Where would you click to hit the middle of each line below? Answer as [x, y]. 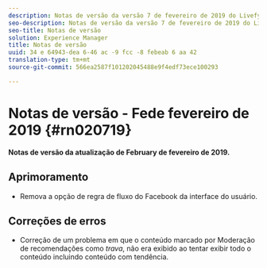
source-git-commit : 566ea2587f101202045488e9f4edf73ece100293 [113, 67]
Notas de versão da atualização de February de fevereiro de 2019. [119, 152]
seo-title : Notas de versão [55, 30]
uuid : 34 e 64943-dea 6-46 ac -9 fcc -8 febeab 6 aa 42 [103, 52]
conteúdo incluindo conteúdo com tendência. [94, 257]
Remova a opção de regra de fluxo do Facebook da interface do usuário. [139, 196]
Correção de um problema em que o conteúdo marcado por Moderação [137, 240]
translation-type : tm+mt [49, 60]
